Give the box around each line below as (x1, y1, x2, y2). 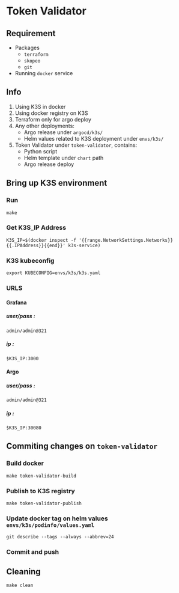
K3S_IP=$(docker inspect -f (6, 237, 77, 243)
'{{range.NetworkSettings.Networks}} (79, 237, 173, 243)
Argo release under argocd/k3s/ (23, 128, 103, 136)
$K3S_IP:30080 (6, 425, 42, 431)
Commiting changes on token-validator (6, 441, 158, 452)
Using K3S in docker (14, 103, 66, 110)
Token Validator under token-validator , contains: (14, 141, 138, 149)
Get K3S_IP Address (6, 224, 67, 232)
